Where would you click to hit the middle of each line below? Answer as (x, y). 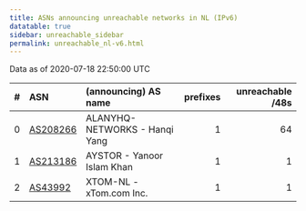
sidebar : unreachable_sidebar (67, 35)
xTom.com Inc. (117, 194)
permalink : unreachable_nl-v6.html (77, 43)
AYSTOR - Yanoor (124, 156)
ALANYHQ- (111, 118)
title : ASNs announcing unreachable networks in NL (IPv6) (124, 18)
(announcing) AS (123, 92)
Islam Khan (109, 167)
